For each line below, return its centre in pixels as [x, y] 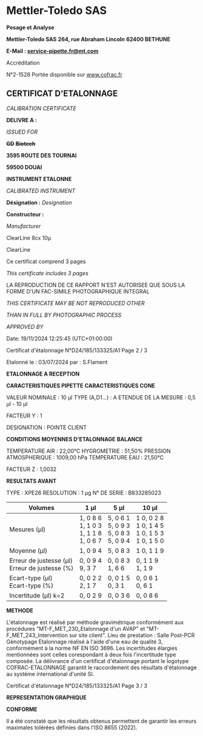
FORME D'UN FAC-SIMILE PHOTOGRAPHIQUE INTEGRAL [78, 291]
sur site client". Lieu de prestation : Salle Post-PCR [132, 635]
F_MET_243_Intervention [37, 635]
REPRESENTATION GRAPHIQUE [46, 697]
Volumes [41, 507]
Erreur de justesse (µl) [41, 560]
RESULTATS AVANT [31, 481]
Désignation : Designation [39, 202]
